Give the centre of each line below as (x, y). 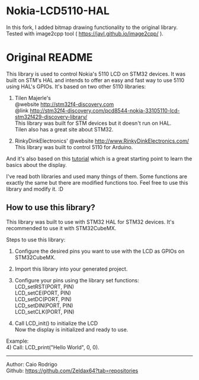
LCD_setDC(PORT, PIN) (43, 299)
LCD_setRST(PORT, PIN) (44, 286)
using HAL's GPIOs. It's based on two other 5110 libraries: (76, 86)
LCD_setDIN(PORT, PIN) (44, 305)
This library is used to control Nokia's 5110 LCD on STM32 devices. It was (96, 74)
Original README (49, 58)
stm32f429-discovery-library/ (51, 117)
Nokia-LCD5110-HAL (58, 11)
